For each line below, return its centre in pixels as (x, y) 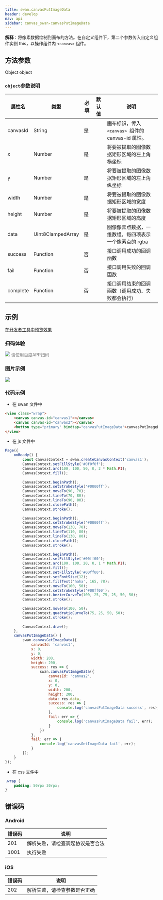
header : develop (21, 14)
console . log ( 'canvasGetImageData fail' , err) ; (88, 744)
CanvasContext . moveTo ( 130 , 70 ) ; (55, 527)
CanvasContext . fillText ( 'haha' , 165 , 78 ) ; (66, 581)
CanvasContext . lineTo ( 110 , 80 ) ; (55, 532)
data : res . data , (65, 699)
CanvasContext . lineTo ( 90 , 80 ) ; (54, 500)
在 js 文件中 (24, 441)
